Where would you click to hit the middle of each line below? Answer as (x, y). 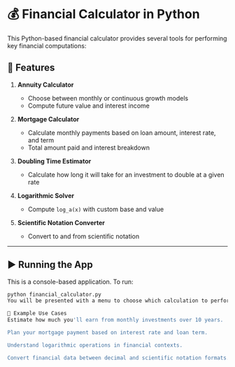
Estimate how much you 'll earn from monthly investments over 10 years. (115, 320)
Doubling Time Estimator (54, 161)
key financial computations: (47, 45)
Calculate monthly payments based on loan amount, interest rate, (122, 132)
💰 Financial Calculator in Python (104, 14)
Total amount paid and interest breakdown (89, 147)
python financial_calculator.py (54, 294)
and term (41, 140)
